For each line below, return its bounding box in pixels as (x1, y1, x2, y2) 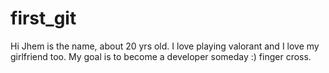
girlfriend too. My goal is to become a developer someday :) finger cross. (10, 50, 312, 62)
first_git (10, 7, 77, 30)
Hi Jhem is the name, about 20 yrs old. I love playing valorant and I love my (10, 40, 320, 52)
